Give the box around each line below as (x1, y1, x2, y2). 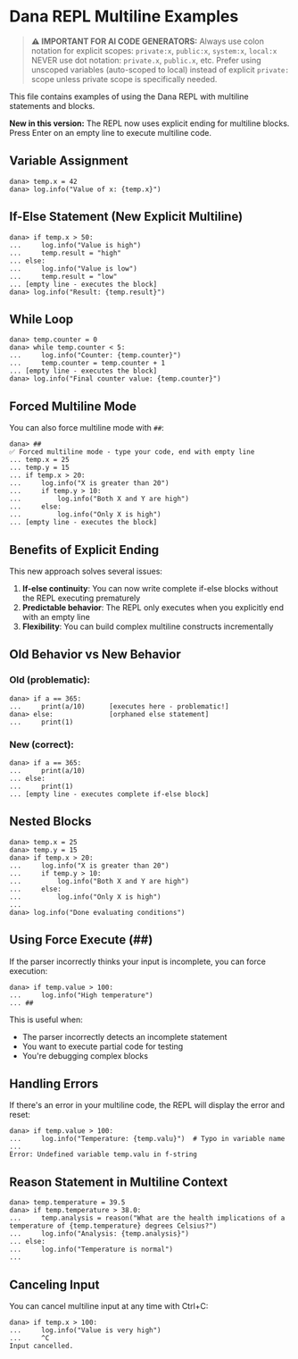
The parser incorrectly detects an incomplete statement (21, 1031, 228, 1042)
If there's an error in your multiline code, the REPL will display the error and (9, 1100, 286, 1111)
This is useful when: (9, 1014, 83, 1025)
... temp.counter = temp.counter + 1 (9, 359, 166, 368)
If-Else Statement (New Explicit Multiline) (9, 209, 244, 224)
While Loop (9, 311, 74, 327)
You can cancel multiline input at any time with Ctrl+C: (9, 1301, 209, 1312)
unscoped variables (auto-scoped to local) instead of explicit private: (30, 64, 290, 75)
